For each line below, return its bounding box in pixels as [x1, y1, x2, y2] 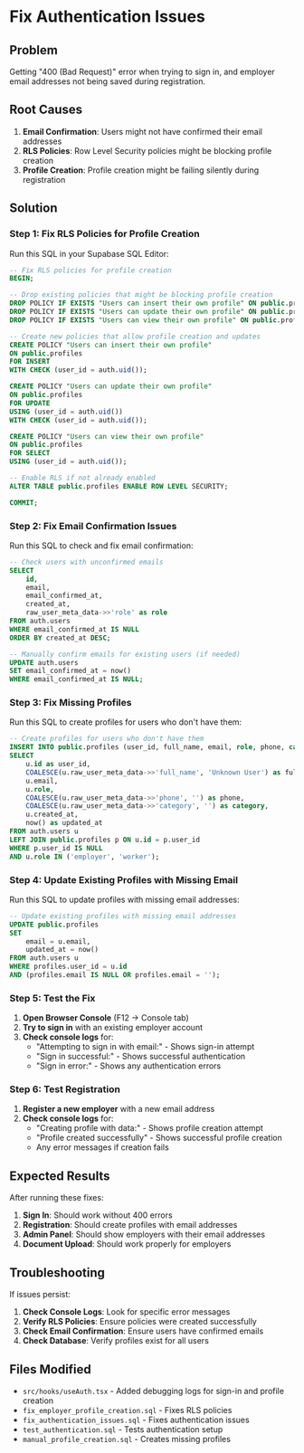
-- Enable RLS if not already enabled [9, 473, 156, 482]
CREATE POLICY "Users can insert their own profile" [9, 340, 213, 349]
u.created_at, [25, 810, 79, 820]
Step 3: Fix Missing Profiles [9, 697, 132, 709]
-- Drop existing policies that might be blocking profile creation [9, 290, 273, 299]
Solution [9, 201, 58, 216]
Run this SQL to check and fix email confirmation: [9, 540, 194, 551]
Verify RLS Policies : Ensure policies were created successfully [22, 1316, 258, 1327]
